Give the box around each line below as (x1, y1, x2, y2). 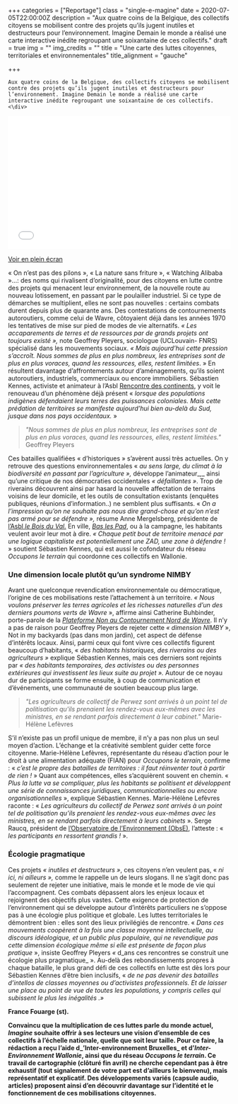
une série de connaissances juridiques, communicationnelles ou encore (8, 787, 218, 795)
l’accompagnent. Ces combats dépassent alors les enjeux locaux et (8, 888, 205, 896)
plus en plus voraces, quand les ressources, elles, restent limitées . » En (8, 359, 216, 367)
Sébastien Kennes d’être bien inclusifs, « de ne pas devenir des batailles (8, 971, 219, 979)
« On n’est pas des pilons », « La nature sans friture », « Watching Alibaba (8, 269, 223, 277)
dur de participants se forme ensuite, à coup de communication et (8, 676, 201, 685)
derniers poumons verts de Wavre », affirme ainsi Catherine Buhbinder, (8, 609, 215, 617)
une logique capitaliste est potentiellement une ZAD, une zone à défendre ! (8, 537, 226, 545)
